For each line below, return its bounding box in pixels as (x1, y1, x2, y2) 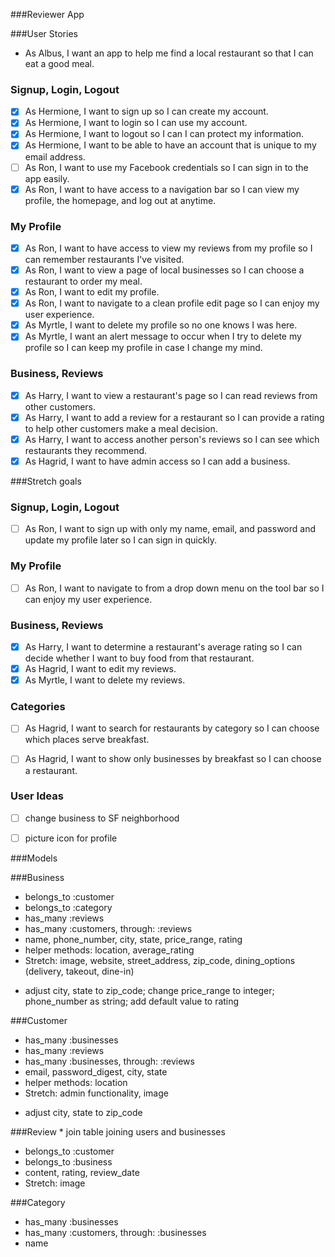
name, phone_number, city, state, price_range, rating (24, 933, 243, 945)
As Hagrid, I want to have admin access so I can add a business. (24, 455, 291, 467)
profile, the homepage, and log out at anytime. (24, 194, 217, 206)
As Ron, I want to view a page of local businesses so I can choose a (24, 264, 305, 276)
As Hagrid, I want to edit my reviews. (24, 662, 177, 674)
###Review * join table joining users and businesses (10, 1125, 226, 1138)
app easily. (24, 172, 70, 184)
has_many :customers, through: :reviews (24, 922, 193, 934)
